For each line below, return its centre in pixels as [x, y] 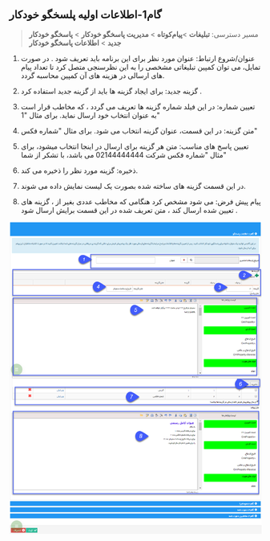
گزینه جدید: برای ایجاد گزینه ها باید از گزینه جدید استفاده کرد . [111, 91]
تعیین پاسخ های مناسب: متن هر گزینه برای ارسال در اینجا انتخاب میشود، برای [135, 146]
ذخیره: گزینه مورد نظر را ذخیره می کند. [79, 170]
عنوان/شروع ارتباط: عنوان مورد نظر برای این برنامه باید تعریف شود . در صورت [138, 58]
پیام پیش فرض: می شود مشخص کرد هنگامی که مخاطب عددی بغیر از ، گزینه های [141, 201]
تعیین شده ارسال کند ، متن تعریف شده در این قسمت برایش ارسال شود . [129, 210]
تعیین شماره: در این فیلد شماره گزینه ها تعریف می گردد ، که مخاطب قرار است [138, 106]
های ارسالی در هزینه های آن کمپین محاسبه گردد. [93, 75]
